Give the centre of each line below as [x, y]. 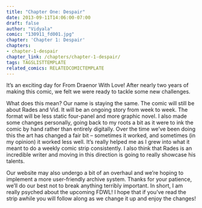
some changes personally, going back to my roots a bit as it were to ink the [100, 123]
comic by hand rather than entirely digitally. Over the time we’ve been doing [101, 129]
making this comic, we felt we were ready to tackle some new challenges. [99, 92]
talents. [16, 161]
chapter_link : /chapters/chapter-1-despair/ [63, 57]
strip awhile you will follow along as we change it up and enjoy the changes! [101, 199]
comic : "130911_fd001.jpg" [40, 34]
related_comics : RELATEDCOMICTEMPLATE [55, 68]
